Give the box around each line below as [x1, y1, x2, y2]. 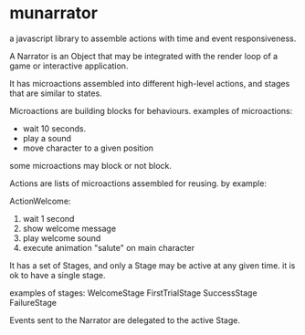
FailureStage [9, 297, 58, 308]
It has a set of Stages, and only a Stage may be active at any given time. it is [9, 259, 296, 271]
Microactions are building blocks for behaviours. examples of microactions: [9, 105, 293, 116]
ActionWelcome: [9, 195, 71, 206]
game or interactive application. [9, 60, 129, 71]
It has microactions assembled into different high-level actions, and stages [9, 78, 290, 89]
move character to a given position [22, 142, 153, 153]
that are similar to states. [9, 88, 102, 99]
